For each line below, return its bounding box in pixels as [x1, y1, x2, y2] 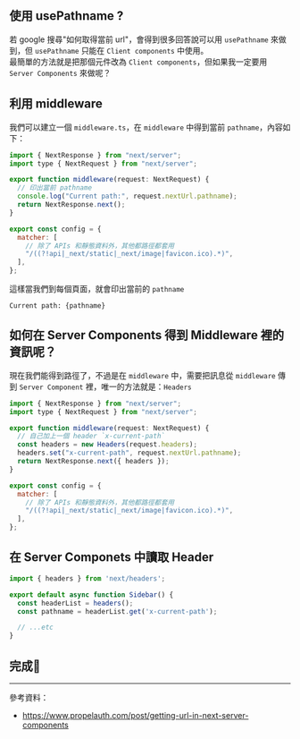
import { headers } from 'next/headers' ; [9, 573, 166, 583]
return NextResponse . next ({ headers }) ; [17, 457, 170, 466]
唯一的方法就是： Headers [101, 381, 192, 392]
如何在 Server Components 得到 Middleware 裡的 [9, 327, 285, 343]
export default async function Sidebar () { [9, 590, 174, 599]
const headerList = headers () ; [17, 599, 134, 607]
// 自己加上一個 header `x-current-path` [17, 432, 165, 441]
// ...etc [17, 623, 54, 633]
